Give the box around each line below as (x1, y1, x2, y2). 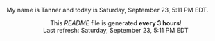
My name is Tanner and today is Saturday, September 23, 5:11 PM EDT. (6, 6, 209, 14)
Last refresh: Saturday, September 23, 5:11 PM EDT (43, 27, 189, 34)
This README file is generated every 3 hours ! (50, 19, 182, 27)
